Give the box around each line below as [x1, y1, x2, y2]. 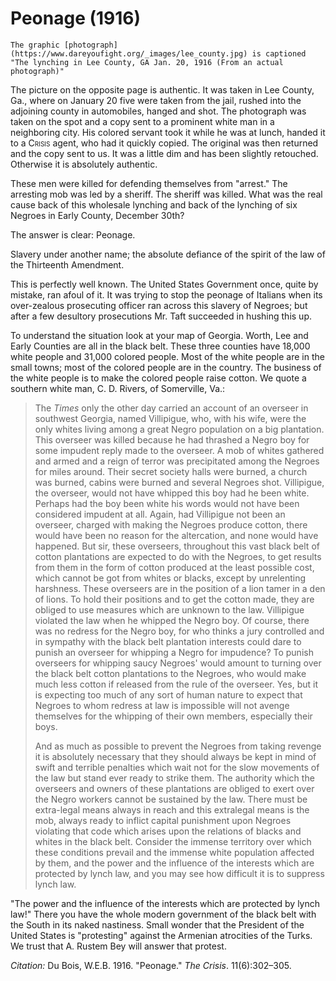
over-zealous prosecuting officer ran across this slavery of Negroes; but [10, 299, 308, 311]
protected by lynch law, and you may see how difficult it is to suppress [34, 867, 325, 879]
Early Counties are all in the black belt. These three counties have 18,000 [10, 340, 311, 352]
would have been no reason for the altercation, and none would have [34, 529, 319, 541]
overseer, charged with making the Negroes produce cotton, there [34, 518, 308, 531]
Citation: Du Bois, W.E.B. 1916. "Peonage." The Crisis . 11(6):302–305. [10, 959, 292, 971]
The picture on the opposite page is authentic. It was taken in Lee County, [10, 83, 315, 96]
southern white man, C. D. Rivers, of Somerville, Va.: [10, 382, 226, 394]
